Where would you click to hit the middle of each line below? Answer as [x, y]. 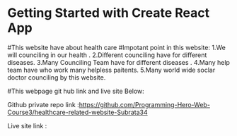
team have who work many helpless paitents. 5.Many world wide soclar [111, 70]
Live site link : [27, 125]
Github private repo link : [43, 104]
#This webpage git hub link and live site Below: [76, 91]
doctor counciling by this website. [57, 77]
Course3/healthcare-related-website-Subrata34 [77, 112]
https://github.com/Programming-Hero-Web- [145, 104]
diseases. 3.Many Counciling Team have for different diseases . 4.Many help [118, 62]
